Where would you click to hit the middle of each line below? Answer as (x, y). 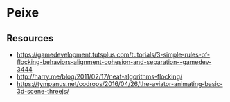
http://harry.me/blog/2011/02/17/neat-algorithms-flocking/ (99, 76)
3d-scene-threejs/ (43, 91)
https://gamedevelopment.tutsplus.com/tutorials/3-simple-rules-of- (113, 54)
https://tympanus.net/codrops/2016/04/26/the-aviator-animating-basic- (120, 84)
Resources (30, 38)
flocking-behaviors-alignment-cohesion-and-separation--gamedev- (114, 62)
